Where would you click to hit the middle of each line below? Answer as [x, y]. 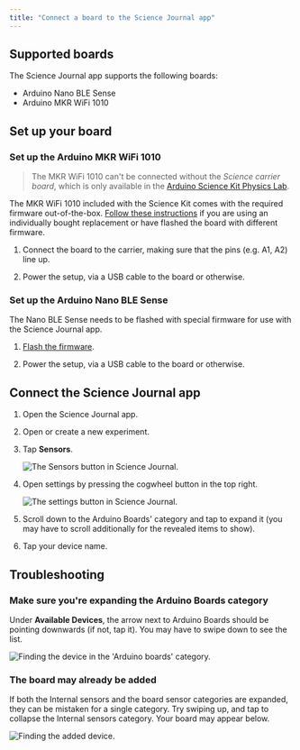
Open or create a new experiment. [86, 432]
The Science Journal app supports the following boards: [114, 76]
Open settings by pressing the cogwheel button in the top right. [140, 484]
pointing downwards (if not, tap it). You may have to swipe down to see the [148, 629]
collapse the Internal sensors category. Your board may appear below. [140, 718]
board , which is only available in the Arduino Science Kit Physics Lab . [160, 187]
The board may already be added [83, 680]
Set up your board [61, 131]
